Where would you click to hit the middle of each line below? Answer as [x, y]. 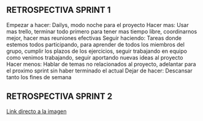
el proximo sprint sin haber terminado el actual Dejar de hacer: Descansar [99, 71]
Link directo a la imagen [36, 111]
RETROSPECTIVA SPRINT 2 [59, 97]
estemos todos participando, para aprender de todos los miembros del [96, 44]
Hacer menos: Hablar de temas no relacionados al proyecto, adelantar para [101, 64]
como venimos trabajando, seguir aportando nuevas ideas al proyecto [95, 57]
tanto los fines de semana [39, 77]
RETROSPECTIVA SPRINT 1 [59, 10]
